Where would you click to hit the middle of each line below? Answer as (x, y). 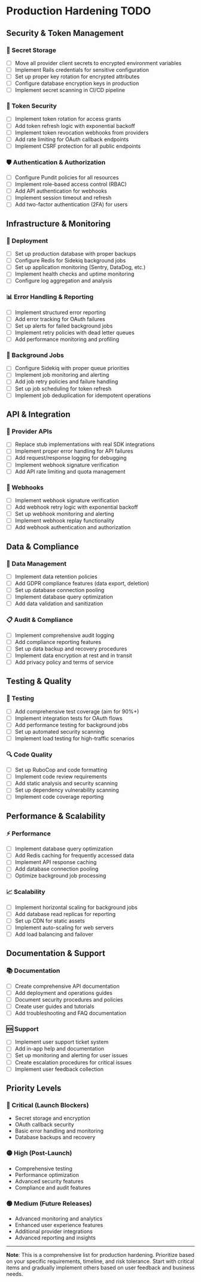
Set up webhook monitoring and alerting (64, 514)
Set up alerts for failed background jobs (64, 326)
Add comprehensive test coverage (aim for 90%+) (77, 711)
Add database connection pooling (57, 869)
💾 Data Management (36, 563)
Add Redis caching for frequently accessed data (74, 856)
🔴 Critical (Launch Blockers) (48, 1105)
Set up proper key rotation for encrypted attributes (77, 77)
